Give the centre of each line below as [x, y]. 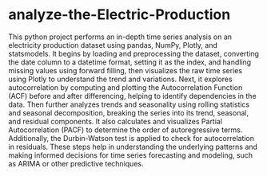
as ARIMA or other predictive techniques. [76, 163]
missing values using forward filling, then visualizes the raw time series [125, 70]
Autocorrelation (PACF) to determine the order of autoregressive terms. [126, 130]
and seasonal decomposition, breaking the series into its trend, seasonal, [129, 112]
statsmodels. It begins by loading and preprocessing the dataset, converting [134, 53]
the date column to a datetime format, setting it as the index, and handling [130, 62]
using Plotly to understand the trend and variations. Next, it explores [121, 79]
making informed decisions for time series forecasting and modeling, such [131, 155]
